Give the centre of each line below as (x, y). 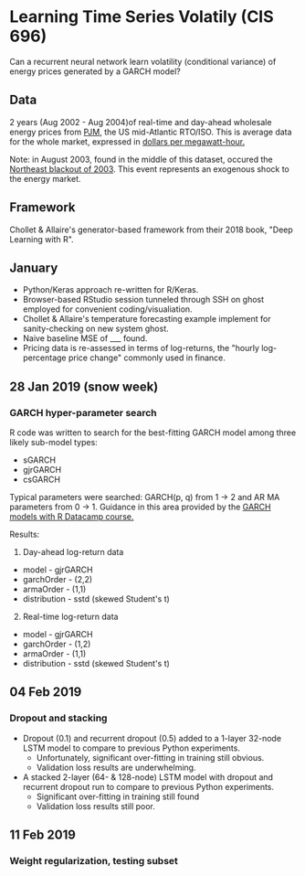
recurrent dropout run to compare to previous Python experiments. (148, 786)
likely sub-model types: (53, 443)
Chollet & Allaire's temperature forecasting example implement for (147, 319)
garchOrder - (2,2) (58, 580)
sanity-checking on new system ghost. (95, 329)
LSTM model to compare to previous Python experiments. (131, 748)
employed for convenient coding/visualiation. (108, 309)
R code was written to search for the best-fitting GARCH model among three (153, 433)
